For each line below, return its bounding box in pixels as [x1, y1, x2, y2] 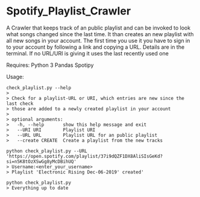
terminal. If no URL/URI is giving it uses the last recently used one [6, 49, 169, 57]
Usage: [6, 73, 24, 80]
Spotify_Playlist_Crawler [6, 4, 131, 18]
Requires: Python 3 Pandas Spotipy [6, 61, 94, 69]
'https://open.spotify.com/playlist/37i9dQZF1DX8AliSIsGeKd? [6, 153, 163, 159]
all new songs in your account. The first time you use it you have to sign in [6, 37, 190, 44]
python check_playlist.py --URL [6, 148, 87, 154]
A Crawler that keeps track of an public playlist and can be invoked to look [6, 24, 191, 31]
